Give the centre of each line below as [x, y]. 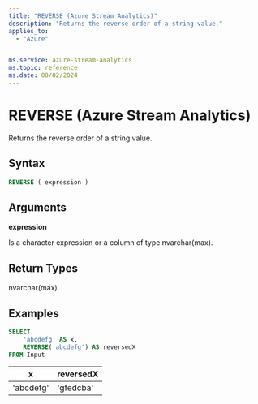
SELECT [19, 332]
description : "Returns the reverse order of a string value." [116, 24]
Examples [34, 313]
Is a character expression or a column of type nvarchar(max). [111, 243]
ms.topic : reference [43, 68]
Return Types [43, 268]
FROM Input [27, 355]
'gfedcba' [75, 388]
